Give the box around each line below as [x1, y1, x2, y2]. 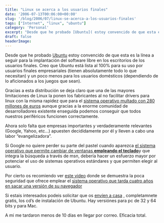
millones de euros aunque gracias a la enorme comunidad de [5, 103, 128, 109]
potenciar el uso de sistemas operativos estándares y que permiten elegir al [5, 158, 158, 164]
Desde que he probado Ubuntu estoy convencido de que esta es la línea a [5, 52, 154, 58]
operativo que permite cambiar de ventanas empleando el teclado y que [5, 148, 150, 153]
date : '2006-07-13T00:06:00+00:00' [5, 12, 78, 17]
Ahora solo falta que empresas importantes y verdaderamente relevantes [5, 123, 152, 129]
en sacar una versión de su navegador [5, 183, 82, 189]
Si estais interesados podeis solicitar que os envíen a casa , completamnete [5, 192, 158, 198]
